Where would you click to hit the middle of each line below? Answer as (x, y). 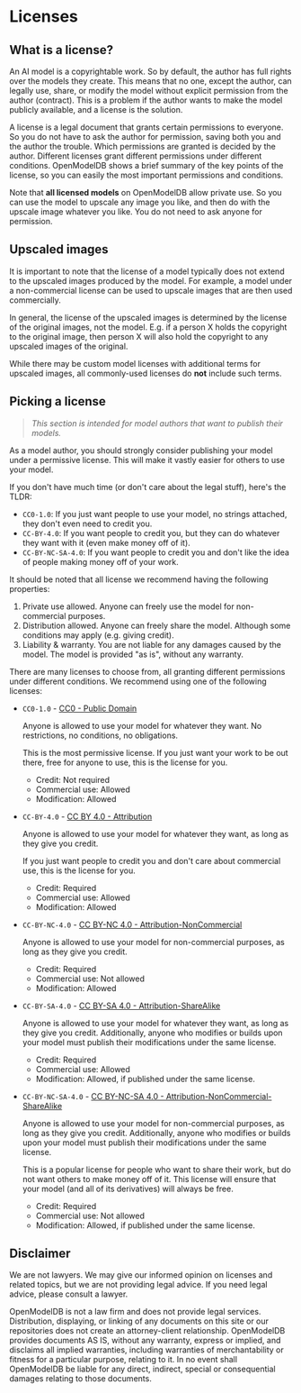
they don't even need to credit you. (87, 524)
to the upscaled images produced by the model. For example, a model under (151, 280)
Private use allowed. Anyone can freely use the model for (128, 606)
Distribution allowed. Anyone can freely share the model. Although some (156, 625)
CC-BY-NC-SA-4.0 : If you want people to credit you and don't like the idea (156, 552)
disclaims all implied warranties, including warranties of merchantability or (147, 1350)
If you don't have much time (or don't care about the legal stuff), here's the (148, 487)
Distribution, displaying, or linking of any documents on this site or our (139, 1321)
